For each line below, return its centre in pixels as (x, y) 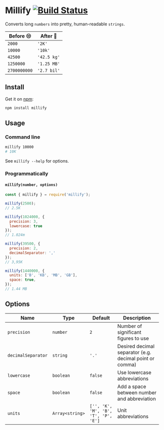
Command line (23, 137)
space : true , (23, 280)
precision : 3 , (24, 221)
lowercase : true (26, 226)
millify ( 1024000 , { (25, 217)
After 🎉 (49, 36)
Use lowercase (134, 372)
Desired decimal (136, 346)
